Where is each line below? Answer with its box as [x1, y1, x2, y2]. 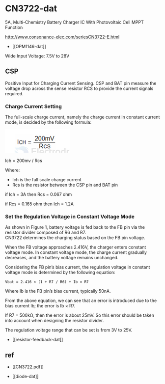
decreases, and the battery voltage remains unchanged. [5, 255, 119, 261]
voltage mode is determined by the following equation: [5, 270, 115, 275]
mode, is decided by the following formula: [5, 119, 92, 125]
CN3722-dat [5, 3, 57, 14]
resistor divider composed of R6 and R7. [5, 229, 86, 236]
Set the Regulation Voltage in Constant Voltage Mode [5, 213, 135, 220]
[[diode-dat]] [12, 374, 39, 380]
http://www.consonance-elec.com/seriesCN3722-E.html [5, 34, 120, 40]
